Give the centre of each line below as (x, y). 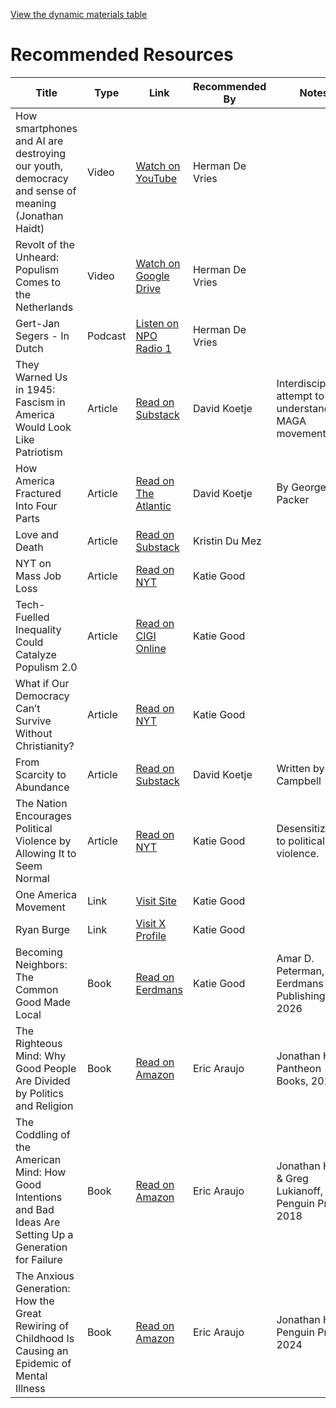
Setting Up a (44, 1234)
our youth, (39, 166)
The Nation (41, 803)
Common (37, 989)
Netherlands (44, 307)
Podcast (107, 336)
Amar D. (295, 958)
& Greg (292, 1178)
